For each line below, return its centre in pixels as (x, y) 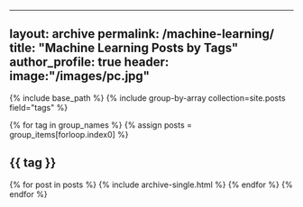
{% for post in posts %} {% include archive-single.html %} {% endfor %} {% (151, 184)
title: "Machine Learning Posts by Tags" (124, 48)
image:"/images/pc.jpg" (80, 76)
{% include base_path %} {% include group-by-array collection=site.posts (147, 98)
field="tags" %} (39, 107)
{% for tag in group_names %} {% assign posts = (101, 125)
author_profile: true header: (89, 63)
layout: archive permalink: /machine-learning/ (142, 34)
